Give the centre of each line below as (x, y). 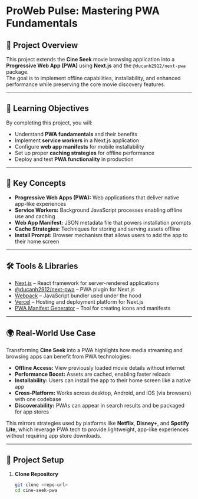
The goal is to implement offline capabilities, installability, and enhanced (93, 78)
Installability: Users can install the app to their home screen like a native (103, 380)
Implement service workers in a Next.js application (77, 140)
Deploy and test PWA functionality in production (74, 159)
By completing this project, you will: (49, 123)
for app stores (32, 412)
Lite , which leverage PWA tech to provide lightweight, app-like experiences (98, 429)
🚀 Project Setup (35, 460)
